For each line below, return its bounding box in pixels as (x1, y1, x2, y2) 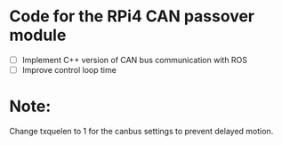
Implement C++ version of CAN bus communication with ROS (21, 54, 247, 65)
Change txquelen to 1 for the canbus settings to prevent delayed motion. (9, 126, 274, 136)
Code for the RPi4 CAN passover (9, 6, 255, 27)
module (9, 25, 67, 45)
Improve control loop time (21, 65, 117, 75)
